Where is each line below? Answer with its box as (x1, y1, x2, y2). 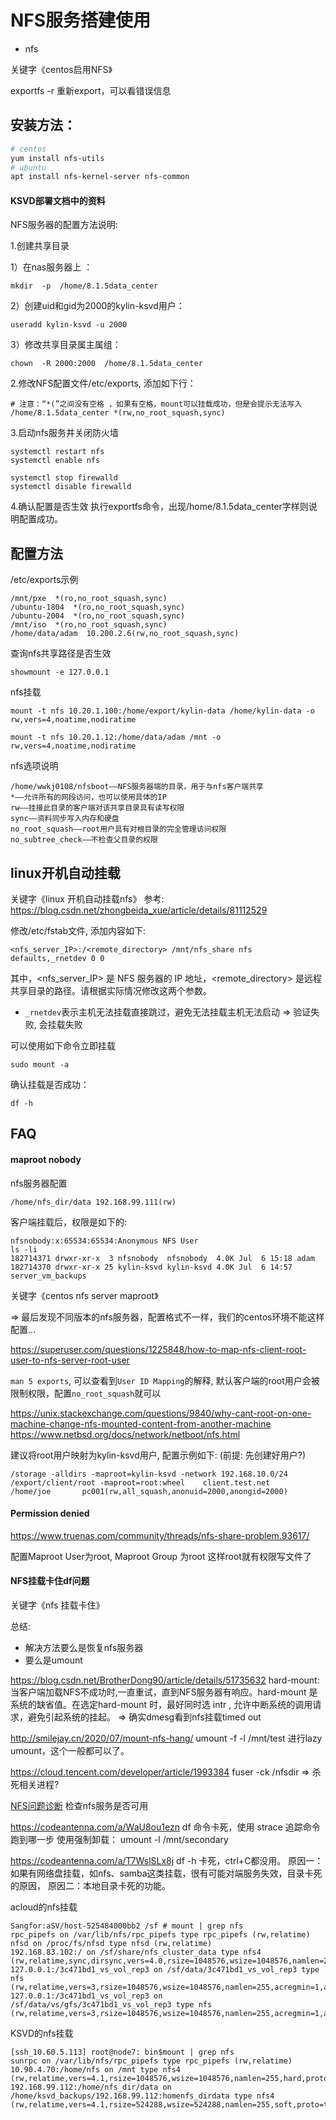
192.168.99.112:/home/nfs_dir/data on (10, 2082, 172, 2093)
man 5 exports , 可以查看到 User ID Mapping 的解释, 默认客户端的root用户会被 (10, 1374, 320, 1386)
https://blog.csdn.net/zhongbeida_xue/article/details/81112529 (10, 904, 268, 916)
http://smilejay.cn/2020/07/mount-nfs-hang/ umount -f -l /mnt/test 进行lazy (10, 1732, 323, 1745)
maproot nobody (10, 1154, 82, 1166)
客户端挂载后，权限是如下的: (10, 1216, 128, 1228)
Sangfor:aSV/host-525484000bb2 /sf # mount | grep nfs (10, 1921, 244, 1931)
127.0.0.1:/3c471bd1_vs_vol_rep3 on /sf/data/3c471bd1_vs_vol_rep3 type (10, 1965, 320, 1975)
